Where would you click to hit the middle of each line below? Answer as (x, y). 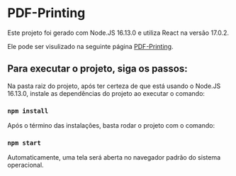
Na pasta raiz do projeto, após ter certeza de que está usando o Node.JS (114, 86)
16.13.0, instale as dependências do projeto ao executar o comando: (106, 93)
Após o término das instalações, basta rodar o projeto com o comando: (111, 126)
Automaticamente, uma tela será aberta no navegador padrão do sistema (114, 158)
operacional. (26, 165)
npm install (28, 111)
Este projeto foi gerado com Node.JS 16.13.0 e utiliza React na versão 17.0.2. (118, 33)
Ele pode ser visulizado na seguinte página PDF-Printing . (90, 46)
